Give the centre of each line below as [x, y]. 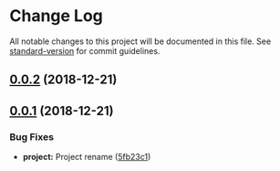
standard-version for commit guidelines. [85, 50]
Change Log [56, 16]
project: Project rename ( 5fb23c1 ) [87, 157]
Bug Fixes [32, 136]
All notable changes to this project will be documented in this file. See [140, 41]
